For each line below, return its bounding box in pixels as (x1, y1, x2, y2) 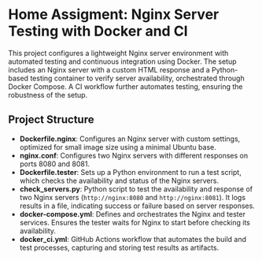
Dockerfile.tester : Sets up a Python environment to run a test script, (19, 167, 242, 176)
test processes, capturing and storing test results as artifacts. (19, 243, 220, 252)
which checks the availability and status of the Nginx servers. (19, 176, 219, 185)
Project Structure (8, 113, 94, 127)
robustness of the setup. (8, 90, 88, 99)
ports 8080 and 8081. (19, 159, 90, 169)
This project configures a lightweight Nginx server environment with (8, 48, 229, 58)
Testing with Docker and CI (8, 22, 188, 40)
